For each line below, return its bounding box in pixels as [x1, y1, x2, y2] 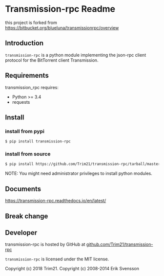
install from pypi [5, 128, 45, 135]
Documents [5, 184, 41, 193]
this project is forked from [5, 20, 57, 25]
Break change [5, 212, 48, 220]
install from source [5, 151, 51, 158]
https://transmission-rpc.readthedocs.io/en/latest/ [5, 198, 106, 204]
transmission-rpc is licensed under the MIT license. [5, 256, 109, 262]
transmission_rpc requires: [5, 84, 59, 90]
